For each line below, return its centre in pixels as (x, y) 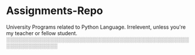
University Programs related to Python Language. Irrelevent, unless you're (96, 27)
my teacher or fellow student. (42, 33)
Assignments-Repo (54, 11)
